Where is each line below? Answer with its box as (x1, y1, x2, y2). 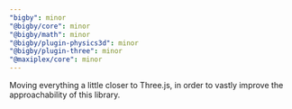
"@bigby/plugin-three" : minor (9, 47, 123, 56)
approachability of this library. (9, 89, 121, 100)
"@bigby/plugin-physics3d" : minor (9, 38, 140, 48)
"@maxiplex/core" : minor (9, 55, 103, 64)
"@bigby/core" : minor (9, 22, 91, 31)
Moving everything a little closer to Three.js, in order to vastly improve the (9, 80, 284, 90)
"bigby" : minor (9, 13, 67, 23)
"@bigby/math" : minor (9, 30, 91, 39)
